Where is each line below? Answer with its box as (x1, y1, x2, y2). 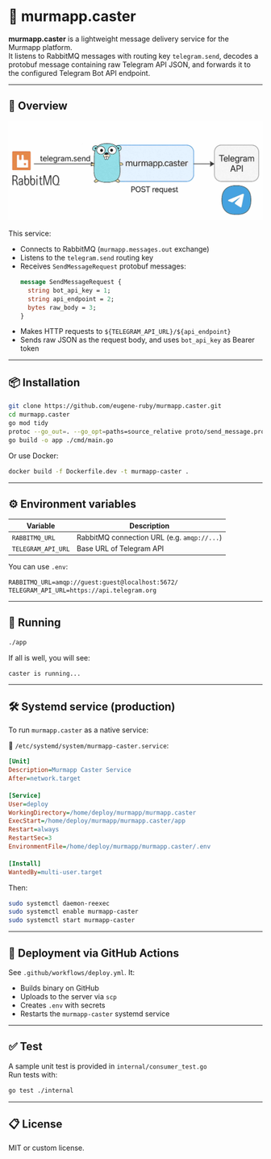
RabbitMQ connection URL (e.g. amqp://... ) (76, 532, 223, 543)
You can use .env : (8, 561, 69, 571)
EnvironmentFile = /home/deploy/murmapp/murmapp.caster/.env (8, 843, 211, 851)
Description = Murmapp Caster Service (8, 766, 131, 774)
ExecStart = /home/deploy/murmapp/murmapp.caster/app (8, 817, 186, 825)
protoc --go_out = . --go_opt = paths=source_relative (8, 427, 182, 436)
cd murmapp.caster (8, 411, 70, 419)
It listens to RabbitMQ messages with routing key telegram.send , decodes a (8, 51, 259, 60)
